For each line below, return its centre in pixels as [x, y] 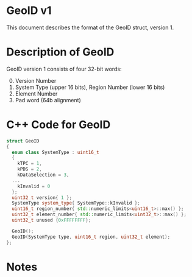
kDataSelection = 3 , [43, 175]
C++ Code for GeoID [59, 125]
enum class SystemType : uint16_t [55, 152]
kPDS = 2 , [30, 169]
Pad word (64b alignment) [48, 100]
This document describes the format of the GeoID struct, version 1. [90, 27]
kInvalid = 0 [34, 186]
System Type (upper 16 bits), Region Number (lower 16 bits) [90, 87]
